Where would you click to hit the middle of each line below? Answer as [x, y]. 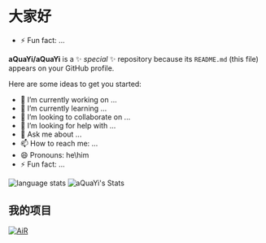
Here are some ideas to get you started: [75, 84]
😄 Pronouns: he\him [55, 154]
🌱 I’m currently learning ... [63, 108]
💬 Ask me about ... [51, 134]
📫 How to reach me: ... [59, 143]
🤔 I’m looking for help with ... [68, 125]
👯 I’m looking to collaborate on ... [75, 117]
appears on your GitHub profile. [61, 68]
